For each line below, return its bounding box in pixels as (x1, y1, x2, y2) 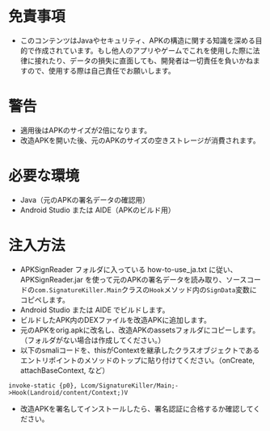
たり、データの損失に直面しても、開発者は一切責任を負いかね (48, 56, 253, 65)
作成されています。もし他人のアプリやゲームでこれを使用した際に (34, 45, 253, 55)
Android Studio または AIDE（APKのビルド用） (19, 205, 175, 215)
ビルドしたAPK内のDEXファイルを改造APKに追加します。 (19, 315, 212, 324)
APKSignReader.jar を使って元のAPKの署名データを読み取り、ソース (19, 274, 247, 284)
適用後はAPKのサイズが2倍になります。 (19, 125, 152, 135)
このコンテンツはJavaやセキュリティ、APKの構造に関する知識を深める (19, 36, 256, 45)
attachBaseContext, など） (19, 365, 110, 375)
